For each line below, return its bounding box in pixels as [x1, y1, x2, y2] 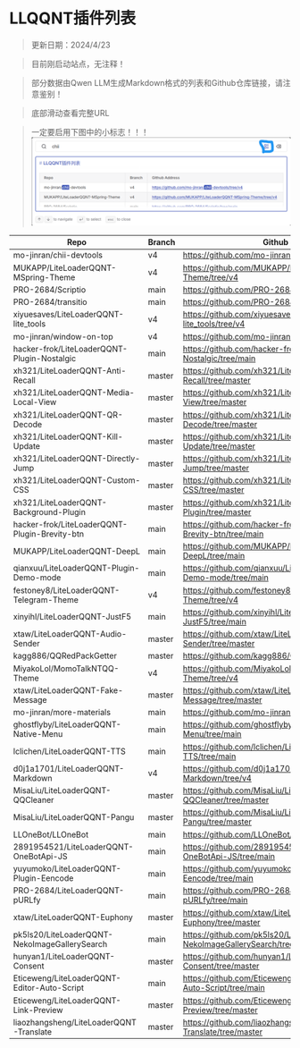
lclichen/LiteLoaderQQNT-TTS [12, 746, 127, 756]
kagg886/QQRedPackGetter [12, 650, 118, 662]
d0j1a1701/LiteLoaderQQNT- [12, 763, 125, 773]
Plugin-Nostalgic [12, 352, 77, 363]
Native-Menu [12, 729, 63, 740]
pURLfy [12, 895, 41, 906]
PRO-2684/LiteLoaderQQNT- [12, 885, 125, 896]
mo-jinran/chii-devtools [12, 249, 103, 260]
